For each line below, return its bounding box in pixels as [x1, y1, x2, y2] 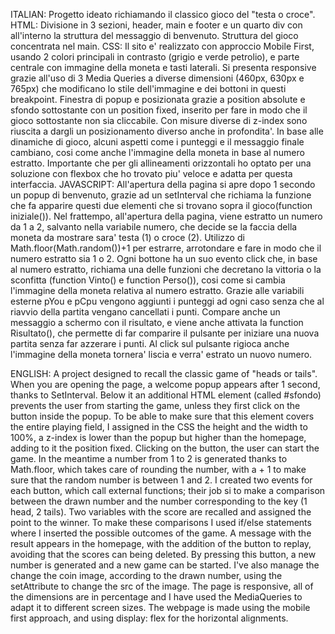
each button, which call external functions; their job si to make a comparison [10, 485, 326, 496]
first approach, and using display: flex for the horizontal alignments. [10, 612, 289, 624]
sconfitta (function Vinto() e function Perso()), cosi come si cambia [10, 274, 286, 286]
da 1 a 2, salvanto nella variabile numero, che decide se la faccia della [10, 221, 298, 233]
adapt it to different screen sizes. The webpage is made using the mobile [10, 602, 311, 613]
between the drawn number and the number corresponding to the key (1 [10, 495, 308, 507]
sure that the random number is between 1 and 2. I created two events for [10, 474, 313, 486]
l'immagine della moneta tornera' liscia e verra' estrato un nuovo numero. [10, 349, 313, 360]
